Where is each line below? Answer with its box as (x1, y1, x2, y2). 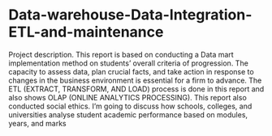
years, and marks (8, 118, 67, 128)
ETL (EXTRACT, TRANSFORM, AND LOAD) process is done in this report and (8, 83, 265, 94)
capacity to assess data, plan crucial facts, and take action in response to (8, 66, 254, 76)
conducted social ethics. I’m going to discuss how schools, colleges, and (8, 101, 253, 111)
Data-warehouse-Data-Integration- (8, 6, 253, 24)
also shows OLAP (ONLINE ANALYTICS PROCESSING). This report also (8, 92, 248, 102)
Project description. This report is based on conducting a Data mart (8, 49, 234, 59)
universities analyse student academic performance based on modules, (8, 109, 248, 119)
